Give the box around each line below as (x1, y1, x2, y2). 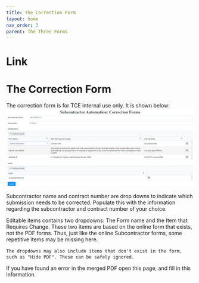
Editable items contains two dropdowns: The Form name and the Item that (6, 217, 188, 224)
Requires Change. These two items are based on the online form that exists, (6, 223, 192, 230)
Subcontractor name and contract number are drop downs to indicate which (6, 193, 193, 200)
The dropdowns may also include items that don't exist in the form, (6, 248, 183, 254)
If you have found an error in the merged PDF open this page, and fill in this (6, 264, 191, 272)
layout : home (6, 16, 39, 22)
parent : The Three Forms (6, 29, 68, 35)
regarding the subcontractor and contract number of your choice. (6, 205, 167, 213)
